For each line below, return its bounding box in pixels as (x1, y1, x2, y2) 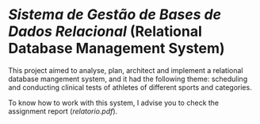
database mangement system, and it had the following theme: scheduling (8, 74, 248, 83)
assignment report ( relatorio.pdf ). (8, 106, 118, 116)
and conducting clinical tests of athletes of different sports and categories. (8, 82, 252, 92)
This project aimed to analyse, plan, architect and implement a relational (8, 65, 243, 75)
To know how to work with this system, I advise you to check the (8, 98, 220, 107)
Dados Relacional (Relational (8, 22, 202, 41)
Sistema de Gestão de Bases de (8, 6, 222, 24)
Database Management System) (8, 40, 225, 57)
